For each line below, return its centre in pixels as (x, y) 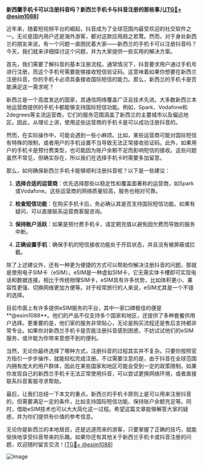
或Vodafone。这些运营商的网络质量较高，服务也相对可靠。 (88, 191)
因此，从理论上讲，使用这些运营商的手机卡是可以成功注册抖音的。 (99, 122)
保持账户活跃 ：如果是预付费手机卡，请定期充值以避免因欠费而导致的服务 (105, 224)
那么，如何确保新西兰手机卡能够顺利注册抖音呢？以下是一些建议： (88, 171)
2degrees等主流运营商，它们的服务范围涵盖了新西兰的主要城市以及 (90, 115)
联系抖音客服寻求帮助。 (35, 381)
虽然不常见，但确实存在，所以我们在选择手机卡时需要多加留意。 (85, 158)
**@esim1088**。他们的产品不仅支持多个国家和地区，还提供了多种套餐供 (98, 315)
